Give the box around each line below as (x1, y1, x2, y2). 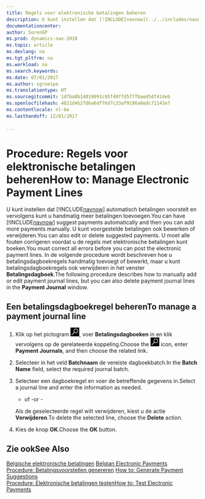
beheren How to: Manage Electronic (6, 172, 189, 187)
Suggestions (6, 473, 38, 480)
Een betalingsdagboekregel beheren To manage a (6, 301, 197, 312)
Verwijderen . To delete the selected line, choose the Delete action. (15, 414, 183, 421)
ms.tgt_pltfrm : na (6, 55, 53, 61)
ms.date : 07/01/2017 (6, 74, 59, 81)
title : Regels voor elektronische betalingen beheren (6, 10, 146, 16)
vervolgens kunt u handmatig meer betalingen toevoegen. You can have (6, 212, 185, 220)
